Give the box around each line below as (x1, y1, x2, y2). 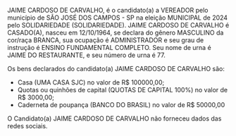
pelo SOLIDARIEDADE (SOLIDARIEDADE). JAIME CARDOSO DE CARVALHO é (7, 21, 230, 29)
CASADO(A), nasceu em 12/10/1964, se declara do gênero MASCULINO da (7, 28, 224, 37)
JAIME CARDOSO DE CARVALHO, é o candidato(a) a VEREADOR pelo (7, 6, 209, 14)
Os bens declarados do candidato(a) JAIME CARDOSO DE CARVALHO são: (7, 65, 225, 73)
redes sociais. (7, 122, 48, 130)
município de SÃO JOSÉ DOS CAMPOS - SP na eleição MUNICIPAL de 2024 (7, 13, 228, 22)
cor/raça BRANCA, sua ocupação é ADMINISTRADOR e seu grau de (7, 36, 204, 44)
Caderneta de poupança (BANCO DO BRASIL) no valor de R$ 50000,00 (17, 101, 225, 109)
